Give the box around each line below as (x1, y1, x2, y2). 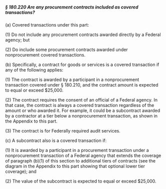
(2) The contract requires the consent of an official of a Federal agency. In (5, 96, 157, 102)
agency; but (5, 36, 30, 42)
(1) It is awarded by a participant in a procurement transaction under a (5, 147, 149, 153)
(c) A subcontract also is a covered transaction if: (5, 137, 107, 143)
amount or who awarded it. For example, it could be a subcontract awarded (5, 107, 160, 113)
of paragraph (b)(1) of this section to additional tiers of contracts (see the (5, 157, 156, 163)
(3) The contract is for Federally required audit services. (5, 127, 121, 133)
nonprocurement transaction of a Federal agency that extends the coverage (5, 152, 161, 158)
